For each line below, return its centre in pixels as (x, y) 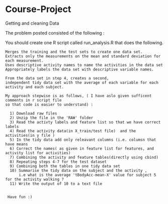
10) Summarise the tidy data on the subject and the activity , (78, 170)
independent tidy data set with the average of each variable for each (82, 82)
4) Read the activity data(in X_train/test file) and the (73, 131)
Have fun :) (20, 197)
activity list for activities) (38, 153)
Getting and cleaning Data (32, 23)
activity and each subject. (35, 87)
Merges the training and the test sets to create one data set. (74, 52)
